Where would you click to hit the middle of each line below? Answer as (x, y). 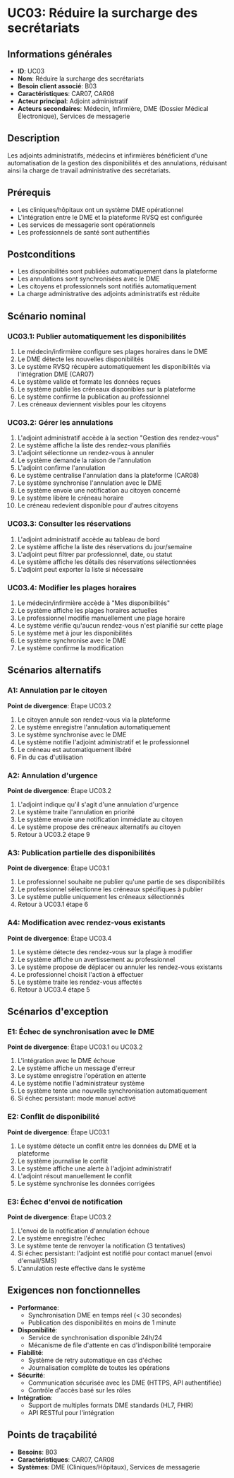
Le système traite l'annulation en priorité (76, 812)
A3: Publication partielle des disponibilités (81, 852)
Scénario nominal (47, 316)
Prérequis (29, 193)
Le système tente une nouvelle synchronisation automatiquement (112, 1091)
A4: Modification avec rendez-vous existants (86, 922)
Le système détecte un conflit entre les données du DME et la (107, 1146)
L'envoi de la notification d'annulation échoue (84, 1231)
